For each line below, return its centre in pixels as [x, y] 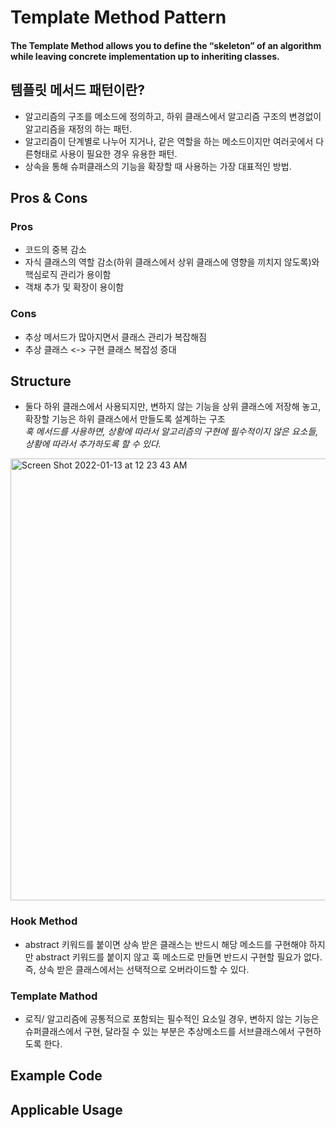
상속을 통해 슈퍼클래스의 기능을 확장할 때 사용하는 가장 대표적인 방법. [158, 166]
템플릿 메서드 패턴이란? [77, 90]
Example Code [56, 1076]
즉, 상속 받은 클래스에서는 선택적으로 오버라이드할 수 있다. [137, 969]
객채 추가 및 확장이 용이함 [74, 287]
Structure [41, 381]
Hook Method [44, 921]
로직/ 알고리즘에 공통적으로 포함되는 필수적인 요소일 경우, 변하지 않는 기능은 [172, 1018]
